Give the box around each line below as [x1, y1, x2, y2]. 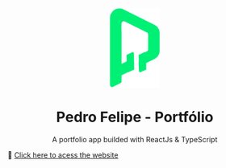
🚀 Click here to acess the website [7, 150, 119, 160]
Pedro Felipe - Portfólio [56, 109, 214, 126]
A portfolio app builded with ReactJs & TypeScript [52, 134, 218, 144]
